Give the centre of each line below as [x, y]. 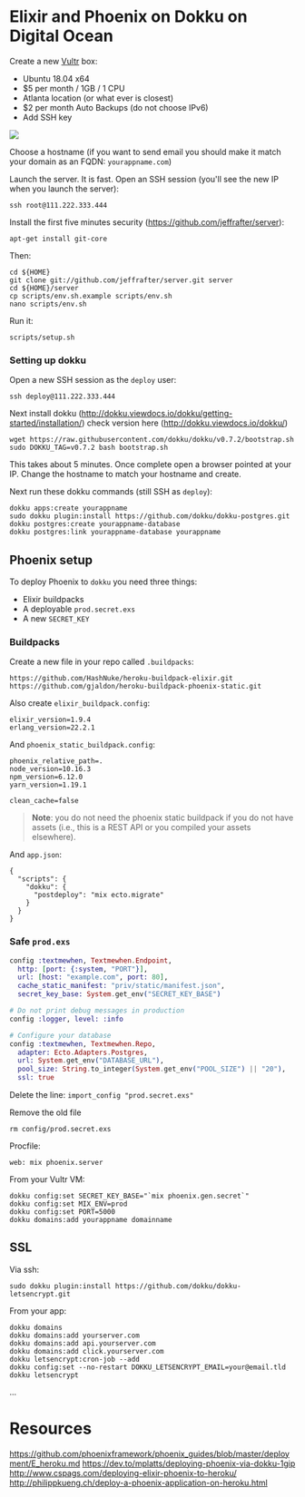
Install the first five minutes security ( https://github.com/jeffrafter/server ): [147, 222]
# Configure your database [60, 1035]
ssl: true [36, 1078]
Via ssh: [24, 1269]
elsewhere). [54, 837]
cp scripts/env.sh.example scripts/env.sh [91, 296]
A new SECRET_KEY [56, 619]
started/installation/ [46, 423]
